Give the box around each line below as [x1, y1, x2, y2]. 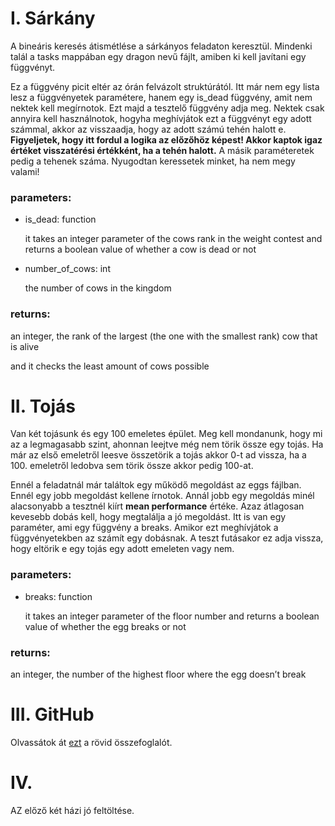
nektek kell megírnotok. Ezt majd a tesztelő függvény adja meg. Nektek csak [10, 102, 325, 114]
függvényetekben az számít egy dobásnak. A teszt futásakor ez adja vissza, [10, 532, 324, 544]
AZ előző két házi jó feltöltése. [10, 804, 135, 816]
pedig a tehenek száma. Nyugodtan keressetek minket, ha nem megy [10, 155, 296, 167]
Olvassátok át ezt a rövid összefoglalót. [10, 737, 173, 748]
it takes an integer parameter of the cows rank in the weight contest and [24, 233, 323, 245]
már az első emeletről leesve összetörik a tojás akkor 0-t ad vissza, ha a [10, 449, 307, 461]
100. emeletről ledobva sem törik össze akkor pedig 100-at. [10, 460, 254, 472]
